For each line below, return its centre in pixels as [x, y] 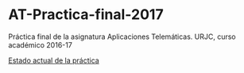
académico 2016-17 [41, 44]
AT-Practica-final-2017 [86, 15]
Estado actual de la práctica [54, 60]
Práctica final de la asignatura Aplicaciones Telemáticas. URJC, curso [122, 36]
